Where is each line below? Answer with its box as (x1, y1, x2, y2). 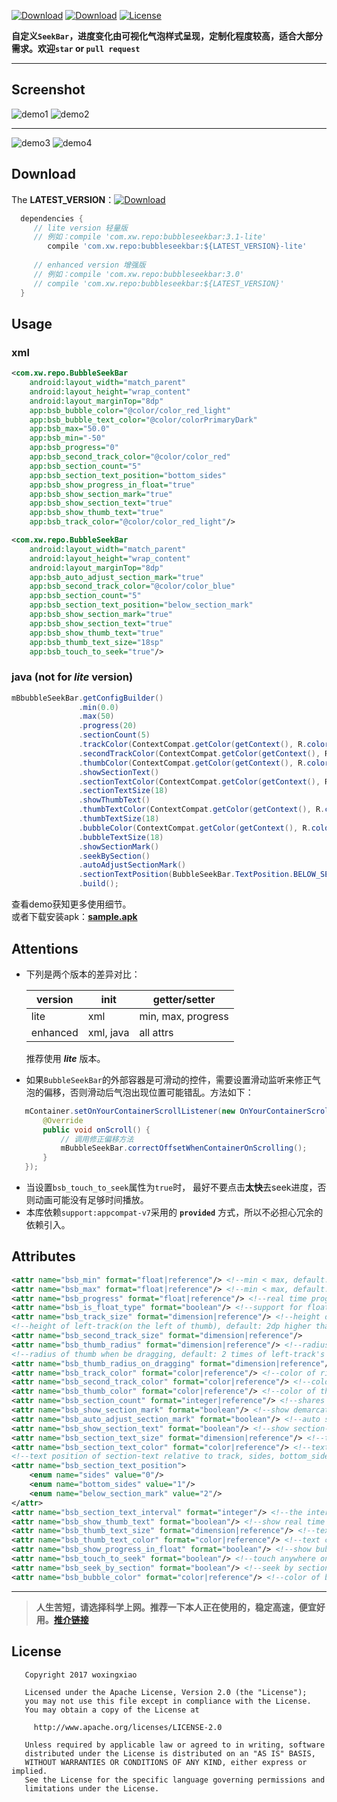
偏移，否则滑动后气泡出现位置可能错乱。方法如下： (43, 1086, 254, 1098)
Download (11, 166, 76, 183)
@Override (42, 1115, 84, 1125)
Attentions (11, 940, 79, 957)
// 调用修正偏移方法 (60, 1134, 134, 1144)
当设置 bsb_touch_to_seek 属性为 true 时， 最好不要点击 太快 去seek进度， (25, 1181, 318, 1194)
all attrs (139, 1025, 174, 1039)
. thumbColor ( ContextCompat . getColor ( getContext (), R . (78, 758, 308, 768)
